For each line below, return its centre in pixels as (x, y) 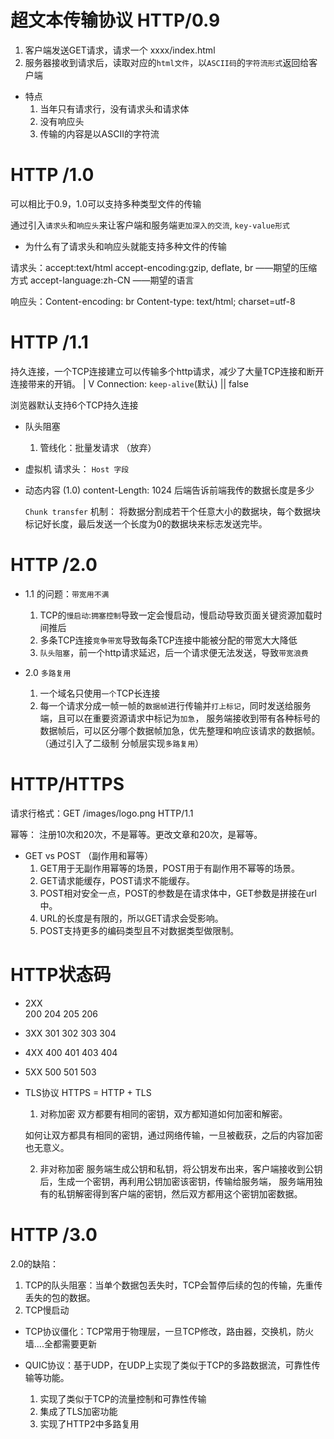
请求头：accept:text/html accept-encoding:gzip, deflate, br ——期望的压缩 (164, 267)
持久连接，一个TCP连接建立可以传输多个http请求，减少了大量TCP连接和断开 (167, 371)
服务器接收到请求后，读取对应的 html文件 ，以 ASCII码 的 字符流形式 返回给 (167, 62)
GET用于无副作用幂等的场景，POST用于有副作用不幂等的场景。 (170, 868)
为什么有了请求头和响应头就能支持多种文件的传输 (125, 246)
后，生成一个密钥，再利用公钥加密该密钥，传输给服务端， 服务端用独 (181, 1181)
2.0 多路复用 (48, 672)
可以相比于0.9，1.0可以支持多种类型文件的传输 (106, 203)
